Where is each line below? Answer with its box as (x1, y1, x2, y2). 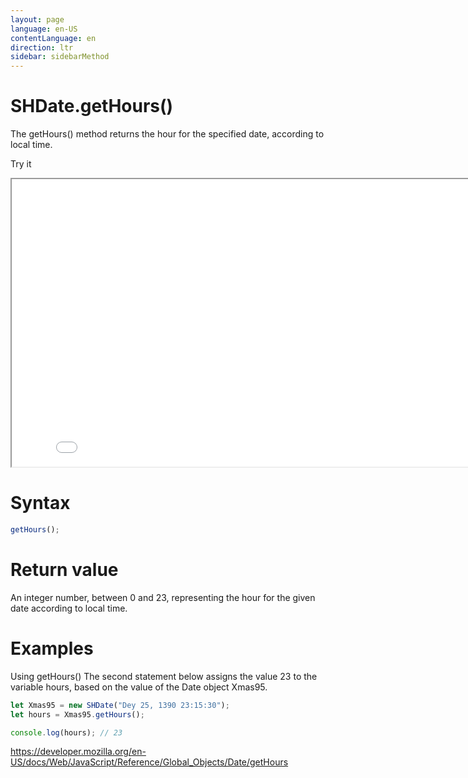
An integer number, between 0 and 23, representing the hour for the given (10, 591, 316, 603)
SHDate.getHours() (10, 95, 174, 118)
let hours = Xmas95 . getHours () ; (10, 709, 145, 720)
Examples (10, 637, 94, 660)
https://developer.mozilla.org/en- (10, 746, 147, 758)
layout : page (10, 14, 65, 25)
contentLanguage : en (10, 33, 97, 43)
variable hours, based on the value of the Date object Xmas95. (10, 681, 268, 693)
